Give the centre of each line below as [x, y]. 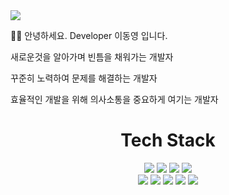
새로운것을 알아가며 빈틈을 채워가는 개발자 [92, 57]
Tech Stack [168, 140]
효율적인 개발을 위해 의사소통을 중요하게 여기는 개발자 [114, 99]
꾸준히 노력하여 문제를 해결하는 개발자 [84, 78]
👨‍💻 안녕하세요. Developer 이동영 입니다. [89, 35]
